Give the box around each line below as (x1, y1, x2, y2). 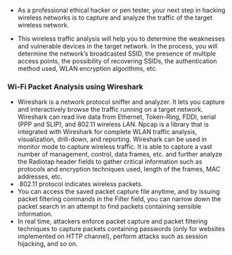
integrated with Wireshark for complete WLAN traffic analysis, (17, 128, 198, 136)
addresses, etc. (17, 172, 63, 181)
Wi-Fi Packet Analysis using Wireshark (7, 81, 144, 91)
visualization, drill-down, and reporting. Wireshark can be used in (17, 135, 207, 143)
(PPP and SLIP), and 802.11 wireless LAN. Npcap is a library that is (17, 120, 210, 129)
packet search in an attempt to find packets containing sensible (17, 202, 202, 211)
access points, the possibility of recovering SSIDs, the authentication (17, 57, 217, 65)
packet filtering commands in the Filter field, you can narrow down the (17, 195, 221, 203)
